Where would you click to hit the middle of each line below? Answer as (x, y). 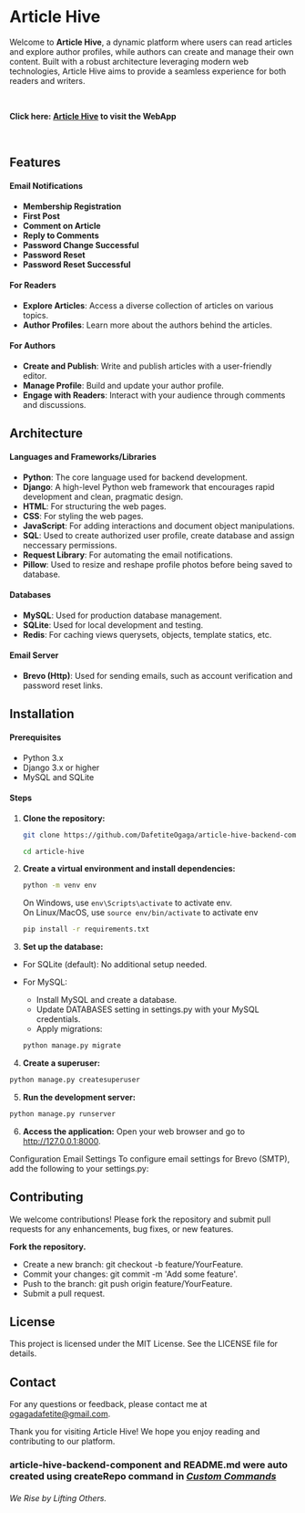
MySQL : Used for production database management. (122, 615)
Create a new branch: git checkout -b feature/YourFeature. (133, 1264)
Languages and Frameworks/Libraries (83, 456)
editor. (35, 375)
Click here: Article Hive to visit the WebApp (93, 116)
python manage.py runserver (63, 1114)
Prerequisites (36, 737)
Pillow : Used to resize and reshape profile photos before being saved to (158, 564)
